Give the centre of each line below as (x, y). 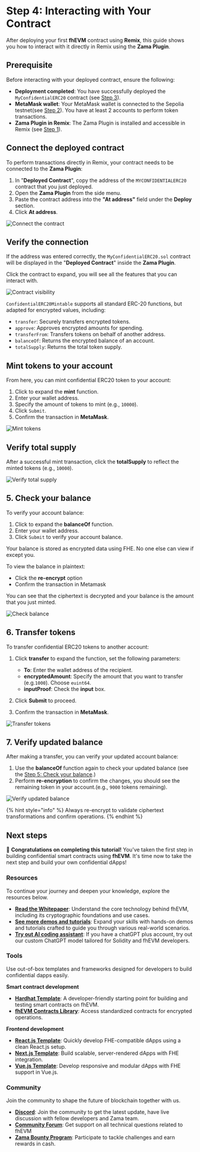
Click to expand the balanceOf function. (64, 524)
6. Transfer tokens (41, 632)
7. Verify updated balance (54, 743)
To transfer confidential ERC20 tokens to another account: (78, 647)
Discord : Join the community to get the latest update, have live (92, 1112)
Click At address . (36, 212)
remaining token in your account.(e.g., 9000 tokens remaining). (91, 787)
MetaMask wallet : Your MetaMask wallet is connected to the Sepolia (99, 104)
